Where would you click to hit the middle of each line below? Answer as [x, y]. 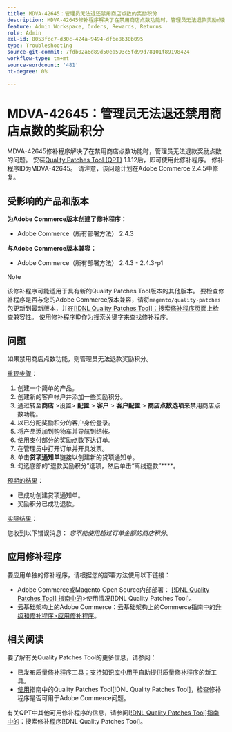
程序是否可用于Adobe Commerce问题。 [73, 697]
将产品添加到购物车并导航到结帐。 [66, 432]
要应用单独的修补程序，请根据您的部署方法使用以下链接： [89, 575]
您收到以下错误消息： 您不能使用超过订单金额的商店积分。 [90, 533]
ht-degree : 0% [28, 71]
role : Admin [24, 33]
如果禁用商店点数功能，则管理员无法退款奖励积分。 [80, 359]
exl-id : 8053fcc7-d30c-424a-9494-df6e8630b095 [75, 39]
